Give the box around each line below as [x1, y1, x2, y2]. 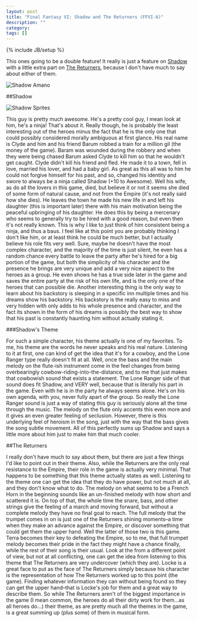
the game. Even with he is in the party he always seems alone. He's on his [6, 387, 185, 394]
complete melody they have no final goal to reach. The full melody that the [6, 510, 186, 517]
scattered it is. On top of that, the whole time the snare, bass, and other [6, 497, 179, 504]
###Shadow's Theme [6, 326, 59, 333]
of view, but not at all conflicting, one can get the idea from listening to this [6, 553, 186, 560]
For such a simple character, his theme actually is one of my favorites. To [6, 337, 183, 344]
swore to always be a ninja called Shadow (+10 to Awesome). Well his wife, [6, 178, 187, 185]
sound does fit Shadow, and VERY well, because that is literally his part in [6, 381, 184, 388]
